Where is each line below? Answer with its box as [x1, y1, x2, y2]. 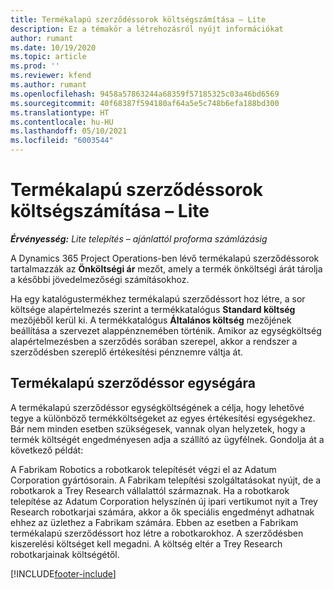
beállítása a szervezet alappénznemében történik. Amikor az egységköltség [10, 324, 322, 336]
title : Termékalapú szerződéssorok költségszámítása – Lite [10, 14, 267, 25]
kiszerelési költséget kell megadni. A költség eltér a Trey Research [10, 537, 283, 550]
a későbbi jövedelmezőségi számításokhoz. [10, 273, 190, 285]
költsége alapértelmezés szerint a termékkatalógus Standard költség [10, 303, 296, 315]
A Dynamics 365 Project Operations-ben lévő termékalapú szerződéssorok [10, 252, 320, 264]
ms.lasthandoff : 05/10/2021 [10, 126, 128, 136]
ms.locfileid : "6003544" [10, 136, 114, 146]
